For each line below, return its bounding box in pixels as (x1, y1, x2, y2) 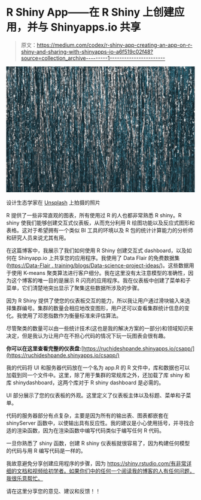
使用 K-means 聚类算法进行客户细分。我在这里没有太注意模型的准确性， (11, 269, 188, 276)
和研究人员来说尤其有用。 (6, 234, 69, 241)
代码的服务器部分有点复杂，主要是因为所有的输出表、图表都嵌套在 (6, 411, 169, 419)
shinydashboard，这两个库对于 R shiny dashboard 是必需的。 (13, 378, 165, 386)
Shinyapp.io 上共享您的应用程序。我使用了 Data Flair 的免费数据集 (17, 254, 180, 261)
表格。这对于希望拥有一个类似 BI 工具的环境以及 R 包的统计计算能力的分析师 (6, 226, 193, 234)
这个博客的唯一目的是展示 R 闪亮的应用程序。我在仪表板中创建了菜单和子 (11, 277, 191, 284)
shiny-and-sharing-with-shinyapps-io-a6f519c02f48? (20, 48, 154, 55)
